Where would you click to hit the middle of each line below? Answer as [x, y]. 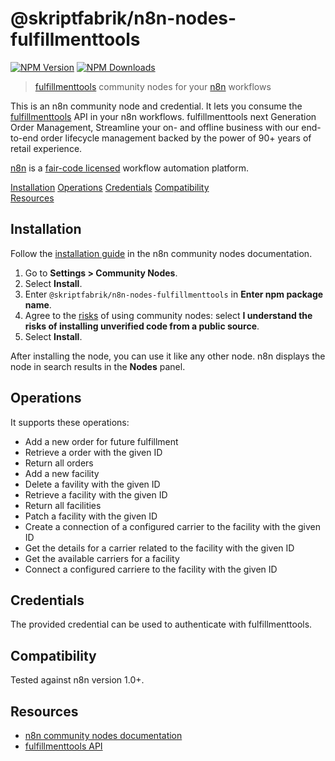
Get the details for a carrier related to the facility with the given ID [159, 548]
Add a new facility [62, 473]
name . [38, 304]
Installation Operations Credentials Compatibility [110, 187]
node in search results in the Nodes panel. [98, 366]
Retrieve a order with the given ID [93, 452]
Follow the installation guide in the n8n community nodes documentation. [161, 253]
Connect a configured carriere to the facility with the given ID [151, 569]
